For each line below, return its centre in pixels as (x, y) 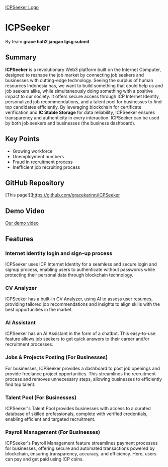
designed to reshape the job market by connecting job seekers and (75, 75)
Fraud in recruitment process (43, 162)
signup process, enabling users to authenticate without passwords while (80, 270)
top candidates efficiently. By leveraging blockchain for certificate (73, 107)
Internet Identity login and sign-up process (59, 253)
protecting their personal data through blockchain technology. (69, 275)
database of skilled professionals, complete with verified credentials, (76, 414)
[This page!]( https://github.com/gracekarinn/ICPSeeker (63, 195)
